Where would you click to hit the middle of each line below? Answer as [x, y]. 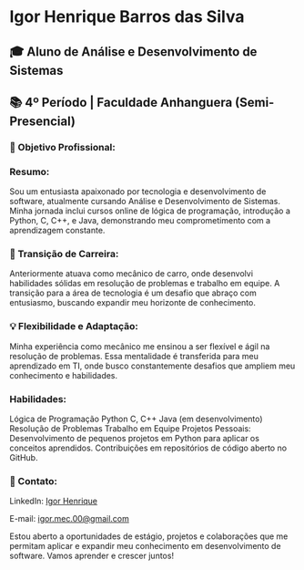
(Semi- [255, 102]
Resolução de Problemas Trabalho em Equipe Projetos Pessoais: [131, 429]
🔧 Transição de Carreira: [64, 254]
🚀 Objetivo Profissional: [62, 147]
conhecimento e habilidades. [64, 375]
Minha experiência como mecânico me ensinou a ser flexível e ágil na [140, 346]
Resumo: [30, 171]
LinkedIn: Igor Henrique [54, 501]
